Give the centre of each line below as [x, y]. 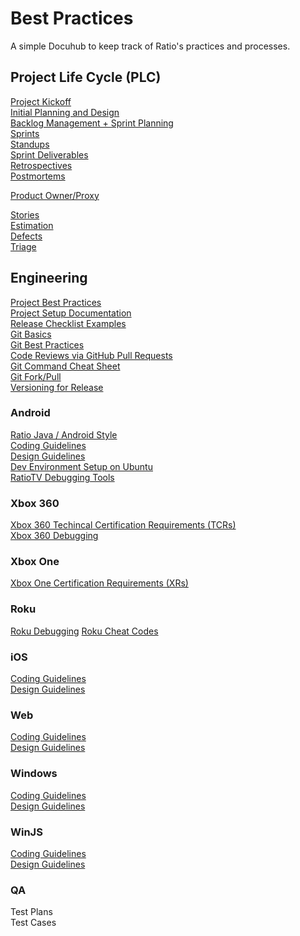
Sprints [25, 133]
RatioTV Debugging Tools [62, 477]
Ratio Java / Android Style [64, 434]
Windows [34, 774]
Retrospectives [41, 165]
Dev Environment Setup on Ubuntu [81, 466]
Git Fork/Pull [36, 376]
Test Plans [31, 912]
